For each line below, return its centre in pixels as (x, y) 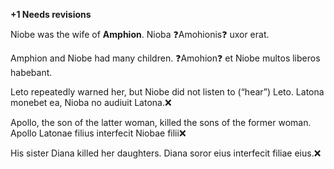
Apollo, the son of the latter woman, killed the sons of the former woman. (161, 122)
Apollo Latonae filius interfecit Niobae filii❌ (98, 133)
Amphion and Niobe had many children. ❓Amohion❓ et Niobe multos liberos (165, 58)
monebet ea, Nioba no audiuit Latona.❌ (91, 102)
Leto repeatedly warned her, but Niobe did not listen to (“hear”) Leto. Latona (167, 92)
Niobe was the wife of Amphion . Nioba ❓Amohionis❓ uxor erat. (140, 34)
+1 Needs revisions (51, 14)
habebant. (31, 72)
